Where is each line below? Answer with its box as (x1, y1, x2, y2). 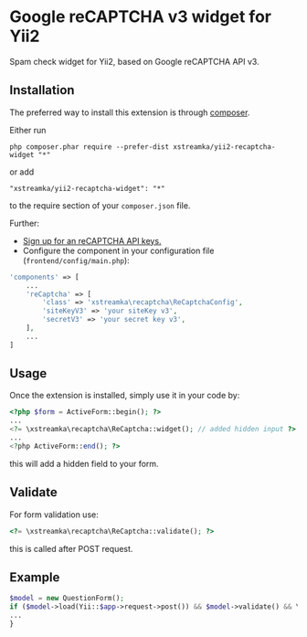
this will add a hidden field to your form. (9, 458, 159, 469)
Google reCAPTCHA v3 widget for (9, 6, 272, 27)
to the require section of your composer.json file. (9, 199, 191, 211)
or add (9, 166, 35, 177)
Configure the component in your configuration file (22, 245, 215, 256)
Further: (9, 218, 39, 228)
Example (9, 569, 60, 585)
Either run (9, 124, 47, 135)
